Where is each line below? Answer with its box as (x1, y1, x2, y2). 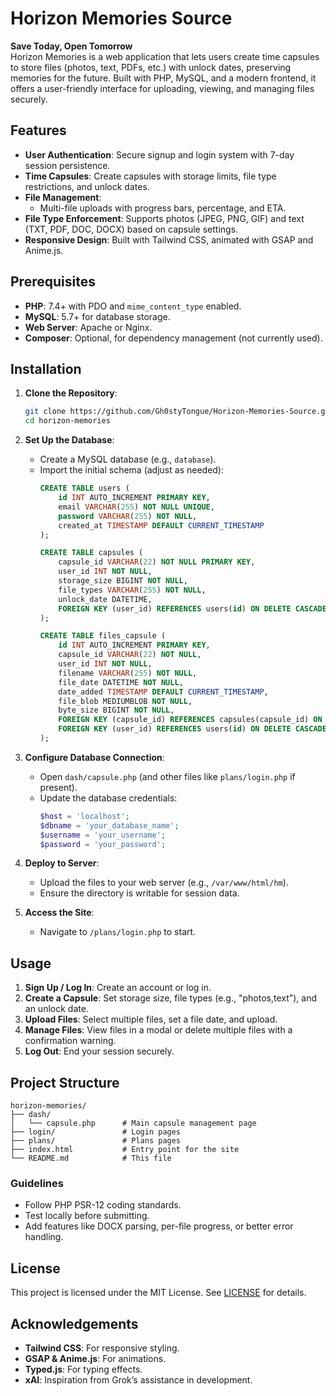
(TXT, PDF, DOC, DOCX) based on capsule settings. (24, 223, 239, 235)
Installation (10, 360, 82, 377)
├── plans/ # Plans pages (10, 1136, 182, 1146)
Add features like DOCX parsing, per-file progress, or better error (24, 1220, 294, 1232)
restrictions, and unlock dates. (24, 180, 150, 192)
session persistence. (24, 159, 111, 171)
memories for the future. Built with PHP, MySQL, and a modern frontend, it (10, 72, 317, 84)
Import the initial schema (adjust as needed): (39, 464, 224, 476)
